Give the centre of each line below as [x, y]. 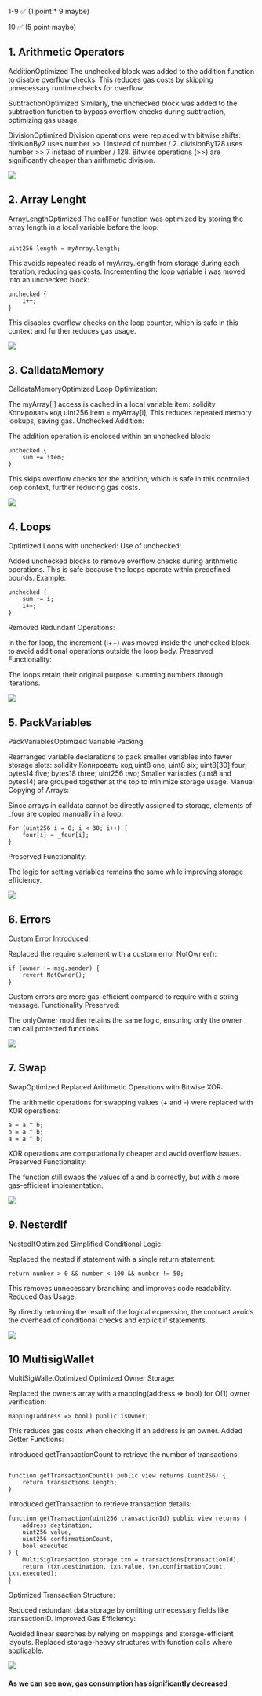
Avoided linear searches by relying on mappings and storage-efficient [121, 1634]
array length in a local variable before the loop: [84, 227]
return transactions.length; [70, 1483]
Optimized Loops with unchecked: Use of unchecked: [95, 546]
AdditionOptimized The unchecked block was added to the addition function [131, 71]
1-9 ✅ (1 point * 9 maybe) [49, 11]
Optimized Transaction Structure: [62, 1595]
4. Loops [30, 527]
